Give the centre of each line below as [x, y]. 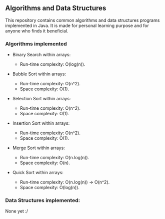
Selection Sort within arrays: [41, 99]
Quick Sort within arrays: [38, 173]
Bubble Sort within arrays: [39, 74]
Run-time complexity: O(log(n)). [52, 64]
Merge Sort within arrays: [38, 148]
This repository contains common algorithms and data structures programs [82, 20]
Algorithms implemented [36, 43]
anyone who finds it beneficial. [37, 31]
